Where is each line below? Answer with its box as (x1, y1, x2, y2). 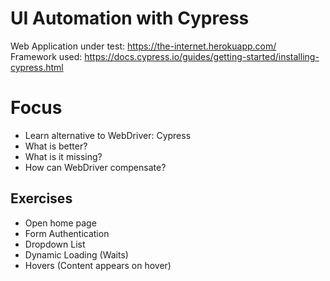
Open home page (24, 217, 97, 229)
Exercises (10, 190, 73, 207)
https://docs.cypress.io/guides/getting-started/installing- (84, 50, 320, 62)
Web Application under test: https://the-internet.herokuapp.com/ (10, 40, 277, 52)
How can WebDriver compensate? (24, 161, 167, 173)
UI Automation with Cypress (10, 7, 250, 30)
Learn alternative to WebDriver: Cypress (24, 129, 192, 141)
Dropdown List (24, 238, 86, 250)
